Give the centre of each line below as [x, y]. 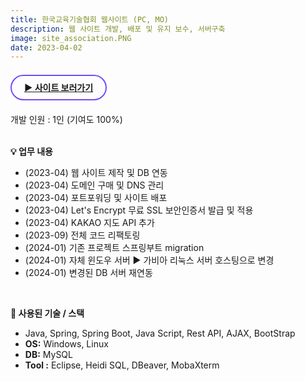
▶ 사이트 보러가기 [59, 88]
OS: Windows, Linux [66, 344]
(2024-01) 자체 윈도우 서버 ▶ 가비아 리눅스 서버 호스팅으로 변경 [149, 260]
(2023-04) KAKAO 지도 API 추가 [89, 223]
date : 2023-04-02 [46, 47]
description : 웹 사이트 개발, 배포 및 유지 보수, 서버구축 [118, 29]
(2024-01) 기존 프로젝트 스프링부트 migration [114, 248]
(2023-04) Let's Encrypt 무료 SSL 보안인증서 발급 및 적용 [139, 210]
